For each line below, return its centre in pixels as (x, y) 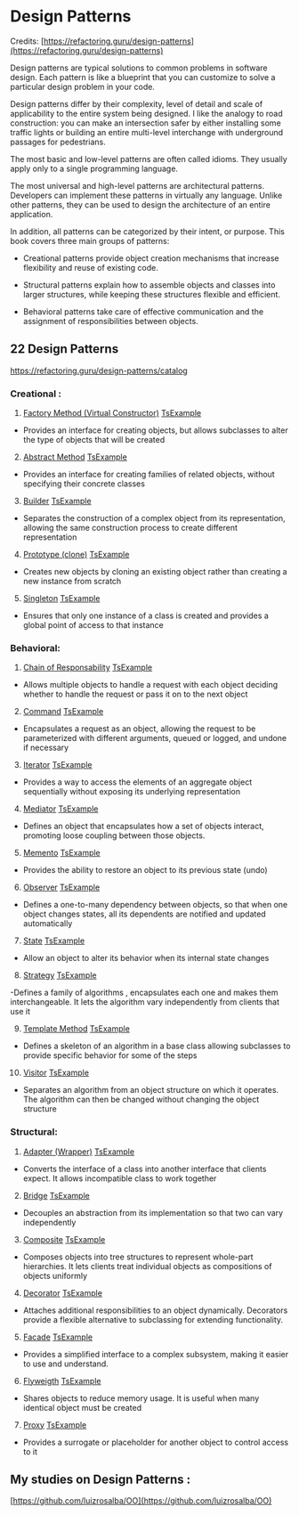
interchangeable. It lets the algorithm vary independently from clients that (145, 1002)
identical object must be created (82, 1407)
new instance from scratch (72, 582)
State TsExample (54, 941)
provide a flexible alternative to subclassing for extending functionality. (153, 1319)
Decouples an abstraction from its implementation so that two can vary (153, 1212)
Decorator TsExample (63, 1292)
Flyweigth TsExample (62, 1381)
